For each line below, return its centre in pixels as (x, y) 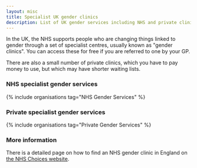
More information (31, 140)
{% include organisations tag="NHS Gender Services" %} (76, 97)
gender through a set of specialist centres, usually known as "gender (89, 45)
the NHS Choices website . (38, 159)
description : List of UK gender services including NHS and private (91, 22)
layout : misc (22, 11)
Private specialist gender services (56, 112)
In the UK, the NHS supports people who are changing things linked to (91, 39)
